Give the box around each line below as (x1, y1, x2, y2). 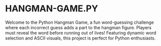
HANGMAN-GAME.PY (5, 3, 98, 14)
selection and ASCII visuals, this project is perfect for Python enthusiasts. (5, 35, 156, 41)
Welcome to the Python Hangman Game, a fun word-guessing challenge (5, 19, 154, 25)
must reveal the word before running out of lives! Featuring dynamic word (5, 30, 157, 36)
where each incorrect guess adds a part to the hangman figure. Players (5, 24, 152, 30)
